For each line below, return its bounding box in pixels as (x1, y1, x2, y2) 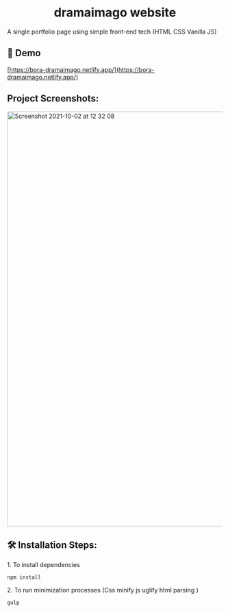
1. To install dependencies (7, 561, 80, 569)
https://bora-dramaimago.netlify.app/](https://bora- (9, 65, 155, 73)
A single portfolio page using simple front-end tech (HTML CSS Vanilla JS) (7, 27, 217, 36)
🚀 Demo (7, 47, 41, 59)
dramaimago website (53, 5, 177, 21)
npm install (7, 574, 41, 581)
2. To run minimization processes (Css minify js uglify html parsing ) (7, 586, 199, 594)
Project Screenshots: (7, 93, 99, 104)
